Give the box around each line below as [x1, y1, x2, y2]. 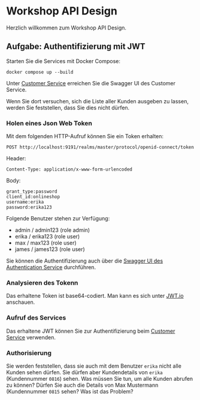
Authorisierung [6, 348, 52, 357]
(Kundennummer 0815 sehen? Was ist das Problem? [6, 387, 134, 395]
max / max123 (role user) [14, 239, 77, 247]
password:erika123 [6, 204, 52, 211]
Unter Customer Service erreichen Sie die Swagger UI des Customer [6, 79, 175, 86]
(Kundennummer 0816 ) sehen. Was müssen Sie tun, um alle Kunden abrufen [6, 375, 193, 382]
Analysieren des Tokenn [6, 278, 78, 286]
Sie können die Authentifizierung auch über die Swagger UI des [6, 257, 163, 265]
